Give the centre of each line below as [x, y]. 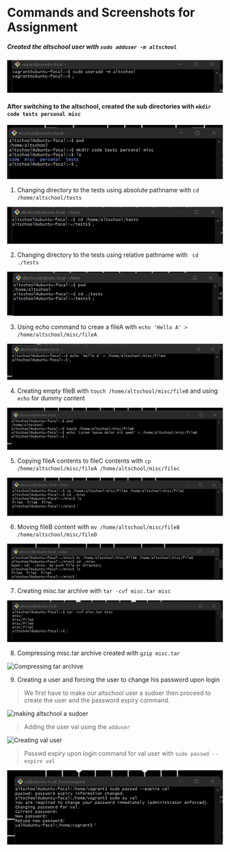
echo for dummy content [51, 398]
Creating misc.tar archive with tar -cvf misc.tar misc [94, 590]
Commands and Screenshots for [101, 13]
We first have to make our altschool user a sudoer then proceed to [117, 693]
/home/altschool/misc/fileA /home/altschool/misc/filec [98, 469]
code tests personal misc [44, 114]
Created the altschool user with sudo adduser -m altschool [92, 47]
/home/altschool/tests [49, 198]
